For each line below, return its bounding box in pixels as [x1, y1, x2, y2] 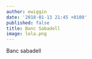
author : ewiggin [6, 8, 47, 15]
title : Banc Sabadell [6, 25, 61, 32]
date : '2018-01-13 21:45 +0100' [6, 14, 87, 20]
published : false [6, 20, 50, 26]
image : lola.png [6, 31, 47, 37]
